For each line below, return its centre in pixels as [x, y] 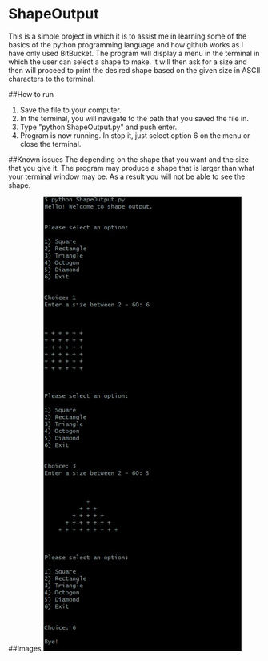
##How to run [31, 94]
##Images [25, 648]
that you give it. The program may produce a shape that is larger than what [132, 168]
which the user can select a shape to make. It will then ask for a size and [128, 62]
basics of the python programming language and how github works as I [126, 44]
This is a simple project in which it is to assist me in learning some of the [128, 36]
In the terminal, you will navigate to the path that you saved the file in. [134, 118]
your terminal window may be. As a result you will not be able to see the [127, 176]
